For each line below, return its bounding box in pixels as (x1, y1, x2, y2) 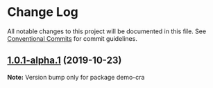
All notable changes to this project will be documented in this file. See (7, 27, 207, 35)
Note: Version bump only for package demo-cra (7, 73, 145, 81)
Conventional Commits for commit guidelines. (7, 34, 137, 42)
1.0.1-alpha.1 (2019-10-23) (7, 55, 122, 67)
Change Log (7, 4, 78, 20)
